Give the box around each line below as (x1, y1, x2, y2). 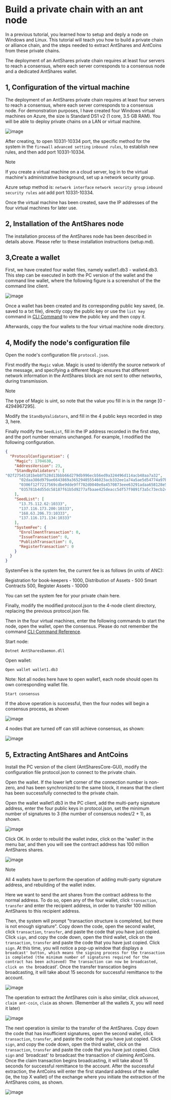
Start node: (5, 639, 29, 645)
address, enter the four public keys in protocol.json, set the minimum (5, 805, 150, 811)
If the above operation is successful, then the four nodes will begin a (5, 701, 149, 707)
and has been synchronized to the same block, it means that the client (17, 785, 164, 790)
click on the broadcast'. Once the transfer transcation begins (5, 964, 137, 970)
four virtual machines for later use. (5, 205, 78, 211)
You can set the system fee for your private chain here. (5, 593, 121, 599)
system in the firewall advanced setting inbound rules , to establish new (5, 143, 159, 149)
